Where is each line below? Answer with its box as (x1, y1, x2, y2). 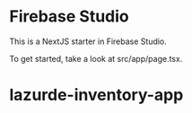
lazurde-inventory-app (9, 85, 184, 105)
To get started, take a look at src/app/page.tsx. (9, 53, 183, 64)
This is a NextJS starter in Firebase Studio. (9, 36, 168, 47)
